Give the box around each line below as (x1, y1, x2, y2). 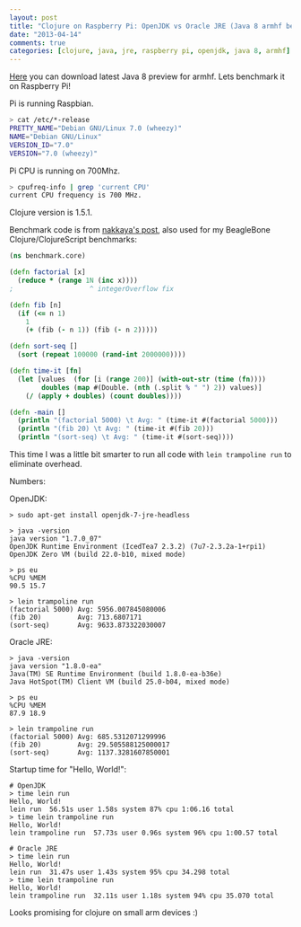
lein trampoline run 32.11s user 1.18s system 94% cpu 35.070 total (9, 891, 275, 900)
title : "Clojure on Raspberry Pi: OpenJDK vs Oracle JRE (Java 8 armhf (9, 22, 282, 31)
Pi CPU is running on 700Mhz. (9, 165, 121, 176)
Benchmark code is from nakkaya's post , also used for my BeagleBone (9, 225, 271, 235)
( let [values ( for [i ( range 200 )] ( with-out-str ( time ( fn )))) (17, 375, 267, 384)
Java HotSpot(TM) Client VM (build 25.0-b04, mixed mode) (9, 677, 230, 686)
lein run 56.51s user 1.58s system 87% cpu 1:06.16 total (9, 805, 235, 814)
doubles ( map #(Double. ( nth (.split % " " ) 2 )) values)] (41, 383, 262, 392)
